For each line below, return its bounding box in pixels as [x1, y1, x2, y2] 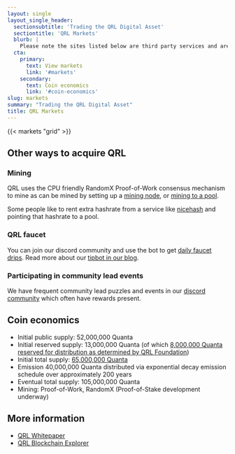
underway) [17, 392, 49, 401]
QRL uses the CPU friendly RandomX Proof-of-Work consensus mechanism [7, 184, 226, 192]
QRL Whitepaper [17, 431, 66, 439]
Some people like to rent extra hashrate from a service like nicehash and [7, 205, 216, 213]
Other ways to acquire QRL [7, 148, 127, 159]
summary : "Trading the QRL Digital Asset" [7, 101, 133, 108]
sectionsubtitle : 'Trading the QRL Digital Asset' [13, 23, 164, 30]
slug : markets [7, 95, 49, 102]
